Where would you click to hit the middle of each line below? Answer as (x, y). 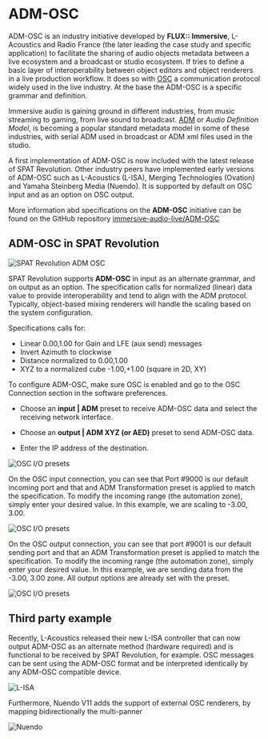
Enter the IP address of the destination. (84, 448)
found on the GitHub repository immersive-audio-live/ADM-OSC (114, 218)
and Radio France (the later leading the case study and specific (147, 44)
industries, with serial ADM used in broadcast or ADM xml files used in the (131, 136)
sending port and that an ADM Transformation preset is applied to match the (134, 552)
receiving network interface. (66, 417)
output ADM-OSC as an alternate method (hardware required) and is (121, 646)
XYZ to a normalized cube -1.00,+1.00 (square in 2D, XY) (113, 369)
